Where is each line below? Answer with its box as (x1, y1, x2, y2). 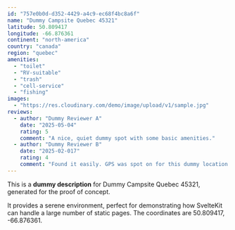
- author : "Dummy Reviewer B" (13, 141, 102, 148)
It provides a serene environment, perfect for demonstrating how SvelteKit (7, 201, 223, 210)
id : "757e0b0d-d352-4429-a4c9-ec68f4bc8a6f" (7, 10, 140, 18)
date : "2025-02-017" (20, 148, 80, 155)
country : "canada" (7, 43, 61, 50)
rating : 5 (20, 128, 49, 135)
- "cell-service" (13, 82, 65, 89)
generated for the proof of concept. (7, 187, 110, 196)
